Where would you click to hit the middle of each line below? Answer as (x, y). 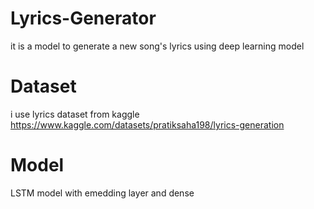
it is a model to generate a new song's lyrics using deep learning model (157, 46)
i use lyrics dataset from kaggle (75, 114)
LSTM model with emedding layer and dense (102, 193)
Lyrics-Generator (83, 18)
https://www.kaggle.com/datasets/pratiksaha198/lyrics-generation (147, 124)
